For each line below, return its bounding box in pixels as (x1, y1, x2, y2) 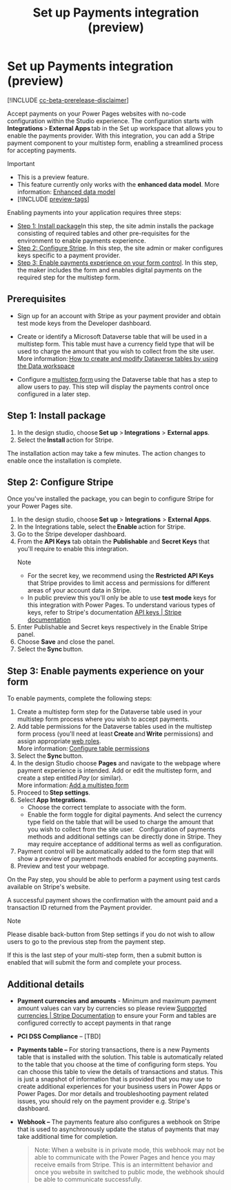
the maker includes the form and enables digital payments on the (17, 266, 202, 274)
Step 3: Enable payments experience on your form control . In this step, (17, 258, 219, 267)
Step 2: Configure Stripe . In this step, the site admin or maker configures (17, 243, 223, 252)
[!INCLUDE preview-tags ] (17, 195, 90, 203)
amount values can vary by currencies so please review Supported (17, 1004, 207, 1012)
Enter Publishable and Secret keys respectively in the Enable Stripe (17, 623, 208, 631)
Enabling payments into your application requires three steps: (7, 208, 181, 216)
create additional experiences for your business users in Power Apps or (17, 1082, 221, 1090)
